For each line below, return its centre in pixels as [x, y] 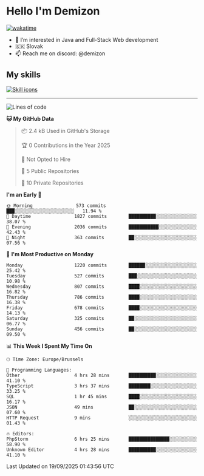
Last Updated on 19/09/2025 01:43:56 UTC [60, 466]
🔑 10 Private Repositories [52, 183]
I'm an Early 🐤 [24, 194]
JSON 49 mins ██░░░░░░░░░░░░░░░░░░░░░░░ [102, 407]
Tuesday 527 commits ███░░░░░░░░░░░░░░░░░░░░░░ [102, 276]
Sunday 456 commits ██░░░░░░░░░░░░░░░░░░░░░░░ [102, 329]
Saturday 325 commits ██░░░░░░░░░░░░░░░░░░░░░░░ [102, 318]
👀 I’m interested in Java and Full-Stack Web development [87, 39]
